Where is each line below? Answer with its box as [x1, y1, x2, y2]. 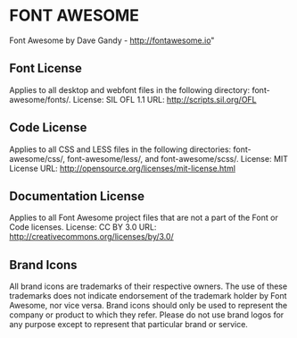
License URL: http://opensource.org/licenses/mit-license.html [9, 163, 236, 173]
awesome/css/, [9, 153, 65, 164]
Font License [9, 61, 83, 76]
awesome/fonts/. [9, 94, 71, 105]
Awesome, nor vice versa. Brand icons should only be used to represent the [9, 300, 288, 311]
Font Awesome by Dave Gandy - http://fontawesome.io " [9, 35, 215, 46]
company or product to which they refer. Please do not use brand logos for [9, 309, 285, 320]
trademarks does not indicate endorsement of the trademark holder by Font [9, 291, 287, 301]
